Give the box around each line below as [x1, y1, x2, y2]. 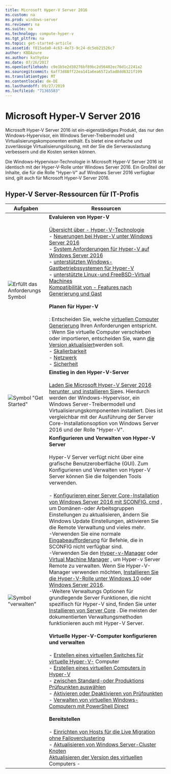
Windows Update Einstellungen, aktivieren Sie [49, 518, 159, 525]
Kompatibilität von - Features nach [49, 284, 132, 291]
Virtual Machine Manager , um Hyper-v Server [49, 556, 160, 563]
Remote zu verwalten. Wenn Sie [49, 562, 125, 570]
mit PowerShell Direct [77, 703, 129, 710]
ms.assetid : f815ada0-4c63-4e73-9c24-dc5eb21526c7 [5, 45, 115, 51]
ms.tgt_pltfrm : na [5, 36, 44, 41]
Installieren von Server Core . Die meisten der [49, 607, 157, 614]
